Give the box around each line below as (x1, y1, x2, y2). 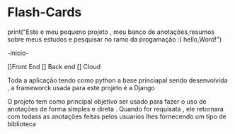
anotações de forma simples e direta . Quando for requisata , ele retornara (7, 104, 224, 113)
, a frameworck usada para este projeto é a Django (7, 83, 155, 92)
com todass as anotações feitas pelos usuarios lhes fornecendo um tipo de (7, 112, 227, 121)
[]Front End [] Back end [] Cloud (7, 62, 101, 71)
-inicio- (7, 49, 29, 57)
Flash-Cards (7, 4, 82, 20)
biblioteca (7, 119, 37, 128)
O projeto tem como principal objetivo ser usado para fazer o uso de (7, 97, 207, 106)
